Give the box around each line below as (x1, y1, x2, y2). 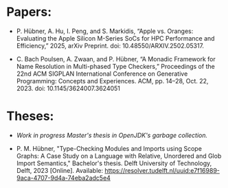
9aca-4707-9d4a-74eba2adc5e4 (16, 174, 111, 182)
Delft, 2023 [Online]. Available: (16, 166, 104, 174)
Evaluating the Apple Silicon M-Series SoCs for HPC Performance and (16, 34, 215, 42)
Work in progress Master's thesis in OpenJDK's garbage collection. (16, 131, 208, 139)
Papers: (6, 4, 52, 20)
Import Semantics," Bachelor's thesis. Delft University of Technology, (16, 159, 212, 167)
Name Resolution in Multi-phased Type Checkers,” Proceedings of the (16, 62, 216, 70)
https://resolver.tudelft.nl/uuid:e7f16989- (104, 166, 220, 174)
